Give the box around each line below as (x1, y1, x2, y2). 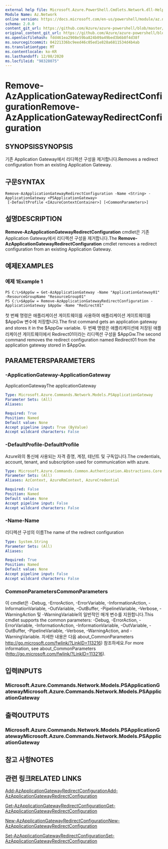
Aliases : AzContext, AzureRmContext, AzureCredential (5, 478, 120, 483)
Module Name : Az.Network (5, 12, 57, 17)
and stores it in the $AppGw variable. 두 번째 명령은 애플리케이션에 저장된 (5, 324, 152, 330)
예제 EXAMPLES (5, 262, 54, 270)
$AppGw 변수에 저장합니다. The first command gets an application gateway (5, 318, 157, 324)
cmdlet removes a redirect (102, 240, 157, 246)
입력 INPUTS (5, 666, 42, 675)
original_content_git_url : (5, 30, 61, 35)
